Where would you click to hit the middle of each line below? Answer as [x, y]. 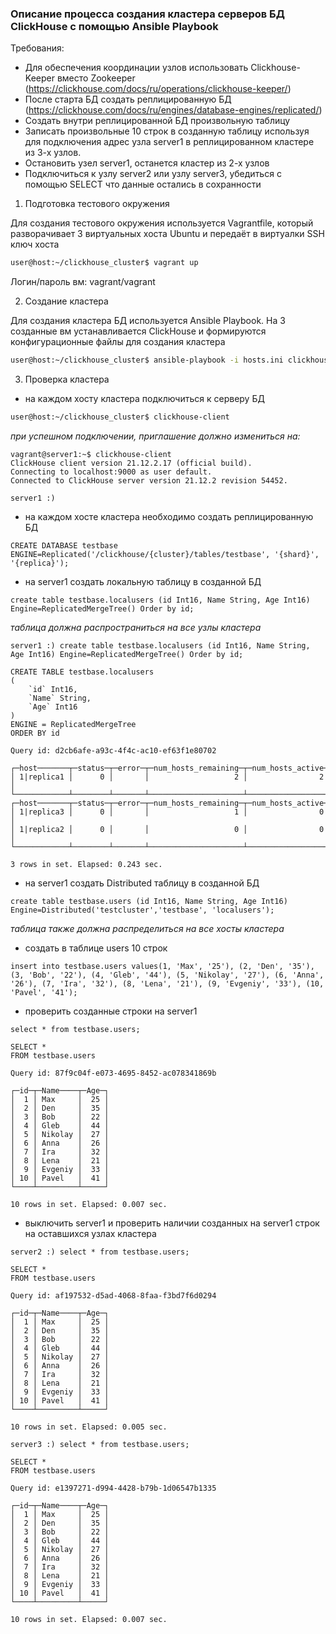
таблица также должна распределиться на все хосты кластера [147, 928]
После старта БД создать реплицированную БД [128, 99]
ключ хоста [35, 244]
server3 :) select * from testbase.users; [100, 1444]
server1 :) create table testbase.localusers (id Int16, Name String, [160, 645]
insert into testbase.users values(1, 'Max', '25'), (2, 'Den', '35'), [162, 966]
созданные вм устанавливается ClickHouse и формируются [138, 331]
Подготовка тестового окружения [97, 204]
